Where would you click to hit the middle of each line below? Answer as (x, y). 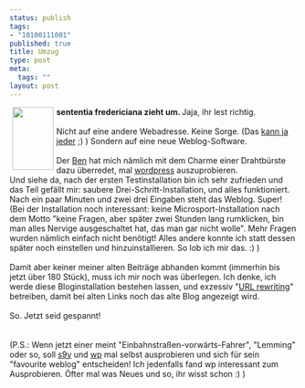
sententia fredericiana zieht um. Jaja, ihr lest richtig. (156, 111)
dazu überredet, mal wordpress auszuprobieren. (147, 170)
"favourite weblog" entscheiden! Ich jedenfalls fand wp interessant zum (144, 364)
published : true (40, 43)
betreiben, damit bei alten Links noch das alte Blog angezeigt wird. (135, 296)
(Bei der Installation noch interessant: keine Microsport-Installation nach (145, 209)
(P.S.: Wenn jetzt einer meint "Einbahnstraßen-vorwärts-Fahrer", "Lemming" (153, 344)
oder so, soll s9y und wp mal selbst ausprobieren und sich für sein (135, 354)
